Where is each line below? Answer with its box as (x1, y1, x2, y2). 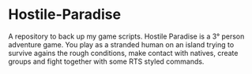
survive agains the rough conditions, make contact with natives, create (8, 48, 239, 57)
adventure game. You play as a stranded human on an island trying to (8, 39, 235, 49)
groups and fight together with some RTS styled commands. (8, 57, 205, 66)
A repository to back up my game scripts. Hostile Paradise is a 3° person (8, 31, 245, 41)
